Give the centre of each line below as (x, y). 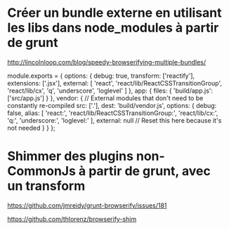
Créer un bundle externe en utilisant (115, 13)
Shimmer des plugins (70, 156)
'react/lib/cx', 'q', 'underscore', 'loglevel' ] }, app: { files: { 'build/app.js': (110, 90)
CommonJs (41, 171)
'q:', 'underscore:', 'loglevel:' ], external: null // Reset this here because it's (115, 120)
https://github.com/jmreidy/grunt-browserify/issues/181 (87, 205)
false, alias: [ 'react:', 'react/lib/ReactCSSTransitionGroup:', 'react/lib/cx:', (113, 113)
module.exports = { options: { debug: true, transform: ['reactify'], (101, 76)
